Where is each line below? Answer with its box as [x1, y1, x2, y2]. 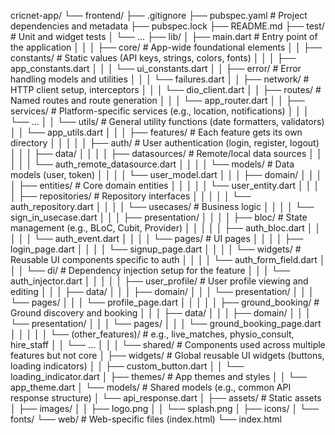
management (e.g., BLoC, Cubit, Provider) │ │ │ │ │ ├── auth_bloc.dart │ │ [10, 222, 322, 234]
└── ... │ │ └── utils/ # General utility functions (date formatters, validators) [10, 116, 325, 127]
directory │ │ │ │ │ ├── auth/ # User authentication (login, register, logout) [10, 137, 320, 149]
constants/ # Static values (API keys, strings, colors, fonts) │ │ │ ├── [10, 52, 297, 64]
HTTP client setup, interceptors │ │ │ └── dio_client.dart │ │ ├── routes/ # [10, 84, 322, 95]
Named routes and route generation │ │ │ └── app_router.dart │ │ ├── [10, 95, 305, 106]
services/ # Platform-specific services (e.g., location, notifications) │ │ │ [10, 105, 310, 117]
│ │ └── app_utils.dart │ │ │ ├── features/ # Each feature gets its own [10, 126, 303, 138]
